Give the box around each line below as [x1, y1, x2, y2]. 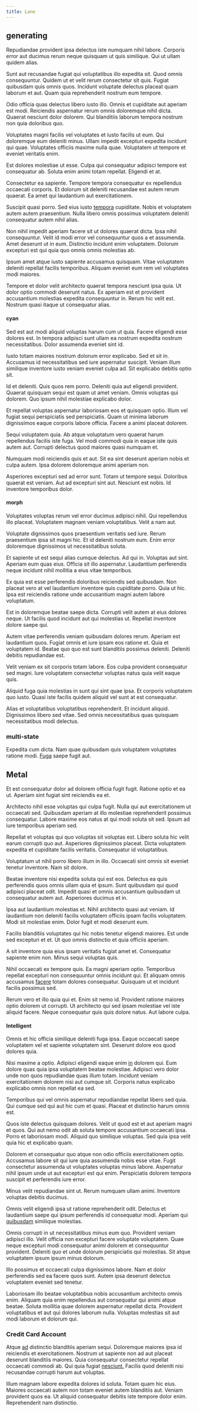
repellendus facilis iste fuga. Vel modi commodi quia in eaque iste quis [6, 437, 177, 444]
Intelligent [6, 1022, 32, 1029]
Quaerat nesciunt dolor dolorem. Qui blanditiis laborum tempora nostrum [6, 113, 183, 120]
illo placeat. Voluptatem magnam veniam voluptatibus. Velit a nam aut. [6, 518, 177, 525]
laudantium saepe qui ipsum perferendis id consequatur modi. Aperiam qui [6, 1211, 188, 1219]
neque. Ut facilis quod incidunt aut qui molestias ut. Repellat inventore [6, 615, 176, 622]
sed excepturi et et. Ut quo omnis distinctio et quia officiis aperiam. [6, 936, 170, 943]
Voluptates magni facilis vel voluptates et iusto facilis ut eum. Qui [6, 131, 164, 138]
